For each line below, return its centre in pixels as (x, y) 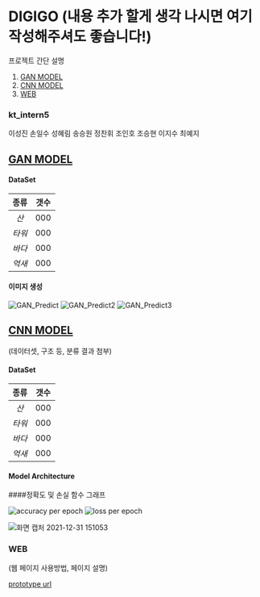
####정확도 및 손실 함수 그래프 (57, 495)
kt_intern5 (29, 115)
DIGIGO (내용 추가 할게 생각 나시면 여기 (130, 17)
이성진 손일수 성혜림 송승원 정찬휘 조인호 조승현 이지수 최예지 (104, 133)
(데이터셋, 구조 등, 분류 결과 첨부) (60, 351)
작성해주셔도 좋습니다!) (80, 37)
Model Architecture (41, 476)
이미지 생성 (25, 286)
